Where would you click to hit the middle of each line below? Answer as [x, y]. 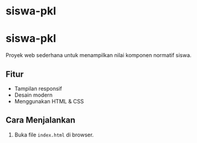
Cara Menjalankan [41, 120]
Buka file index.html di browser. [54, 135]
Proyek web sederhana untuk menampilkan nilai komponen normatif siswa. [99, 55]
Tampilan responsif [38, 88]
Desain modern [33, 95]
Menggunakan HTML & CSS [49, 101]
